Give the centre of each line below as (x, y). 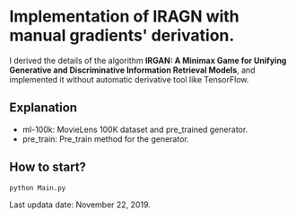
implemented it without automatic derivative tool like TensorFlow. (129, 79)
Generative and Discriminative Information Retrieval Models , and (132, 70)
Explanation (44, 108)
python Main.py (38, 188)
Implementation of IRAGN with (124, 17)
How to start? (48, 167)
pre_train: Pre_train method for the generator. (106, 139)
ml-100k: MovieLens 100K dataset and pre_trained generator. (135, 129)
